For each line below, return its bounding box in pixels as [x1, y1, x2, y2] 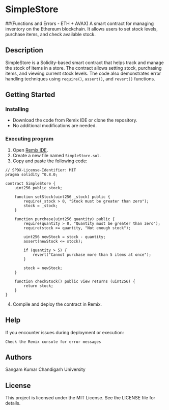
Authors [5, 353, 32, 362]
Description [5, 46, 43, 54]
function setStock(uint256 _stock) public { [14, 194, 110, 199]
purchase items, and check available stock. [5, 31, 96, 37]
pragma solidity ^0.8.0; [5, 172, 58, 177]
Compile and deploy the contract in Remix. [12, 301, 102, 307]
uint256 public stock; [14, 185, 63, 190]
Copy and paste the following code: [12, 158, 88, 164]
